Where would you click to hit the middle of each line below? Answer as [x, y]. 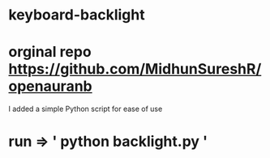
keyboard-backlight [77, 15]
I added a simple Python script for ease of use [86, 109]
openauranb [50, 86]
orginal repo [50, 52]
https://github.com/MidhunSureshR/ [135, 69]
